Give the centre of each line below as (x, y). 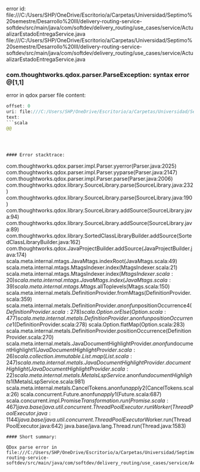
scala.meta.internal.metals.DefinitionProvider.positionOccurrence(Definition (99, 331)
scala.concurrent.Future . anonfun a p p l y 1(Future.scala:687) (91, 394)
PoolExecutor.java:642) (35, 425)
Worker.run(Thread (168, 419)
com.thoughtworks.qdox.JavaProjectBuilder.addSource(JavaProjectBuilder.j (99, 248)
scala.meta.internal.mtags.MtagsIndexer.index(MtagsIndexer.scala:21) (92, 267)
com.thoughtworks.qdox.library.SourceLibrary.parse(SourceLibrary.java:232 (100, 185)
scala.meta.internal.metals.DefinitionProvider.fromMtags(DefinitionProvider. (99, 292)
